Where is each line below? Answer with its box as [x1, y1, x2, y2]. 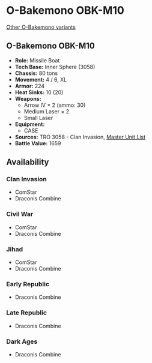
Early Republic [6, 280, 50, 288]
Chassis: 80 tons [14, 70, 58, 77]
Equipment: [14, 121, 45, 128]
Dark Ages [6, 337, 38, 346]
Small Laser [23, 114, 53, 121]
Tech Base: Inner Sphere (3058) [14, 63, 96, 70]
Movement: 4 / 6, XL [14, 76, 67, 83]
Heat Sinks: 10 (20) [14, 88, 64, 96]
